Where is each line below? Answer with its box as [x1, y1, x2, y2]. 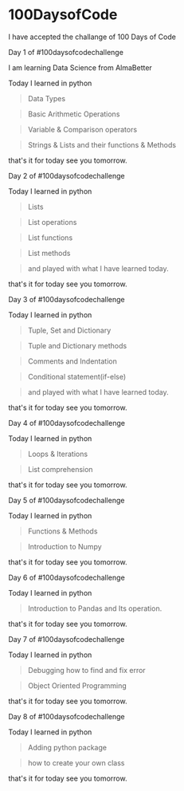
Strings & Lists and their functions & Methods [27, 140, 177, 149]
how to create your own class [27, 758, 125, 767]
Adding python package [27, 742, 108, 752]
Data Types [27, 93, 66, 103]
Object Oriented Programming [27, 680, 127, 691]
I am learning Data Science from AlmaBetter [8, 62, 153, 73]
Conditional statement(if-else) [27, 372, 127, 381]
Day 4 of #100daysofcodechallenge [8, 418, 126, 427]
